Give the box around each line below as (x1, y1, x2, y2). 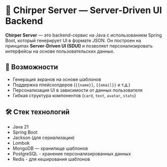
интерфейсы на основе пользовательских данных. (5, 48, 115, 54)
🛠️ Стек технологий (5, 108, 70, 116)
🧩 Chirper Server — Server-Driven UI (5, 5, 162, 16)
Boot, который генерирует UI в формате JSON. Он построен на (5, 37, 142, 44)
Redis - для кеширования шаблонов (12, 156, 90, 162)
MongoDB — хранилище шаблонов (12, 145, 88, 151)
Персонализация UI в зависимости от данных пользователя (12, 87, 143, 93)
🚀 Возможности (5, 63, 58, 71)
